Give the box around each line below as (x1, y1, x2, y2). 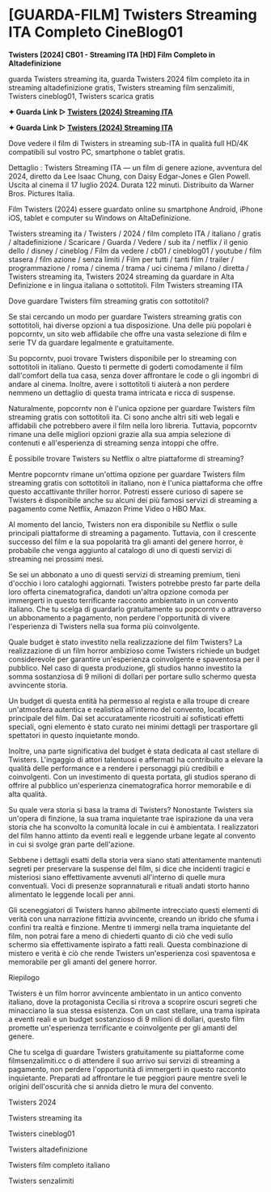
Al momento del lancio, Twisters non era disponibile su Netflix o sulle (8, 519, 238, 529)
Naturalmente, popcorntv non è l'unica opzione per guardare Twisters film (8, 403, 256, 413)
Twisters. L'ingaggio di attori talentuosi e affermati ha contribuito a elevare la (8, 754, 264, 764)
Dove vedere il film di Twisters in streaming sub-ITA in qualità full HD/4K (8, 138, 249, 148)
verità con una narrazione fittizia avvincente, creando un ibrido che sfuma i (8, 914, 259, 924)
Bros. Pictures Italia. (8, 188, 75, 198)
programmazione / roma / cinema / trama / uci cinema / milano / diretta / (8, 263, 249, 272)
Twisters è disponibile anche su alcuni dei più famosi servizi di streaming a (8, 495, 257, 504)
